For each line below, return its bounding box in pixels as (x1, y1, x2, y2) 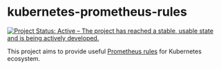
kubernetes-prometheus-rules (7, 4, 188, 20)
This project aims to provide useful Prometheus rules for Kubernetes (7, 47, 202, 55)
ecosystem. (7, 54, 41, 62)
